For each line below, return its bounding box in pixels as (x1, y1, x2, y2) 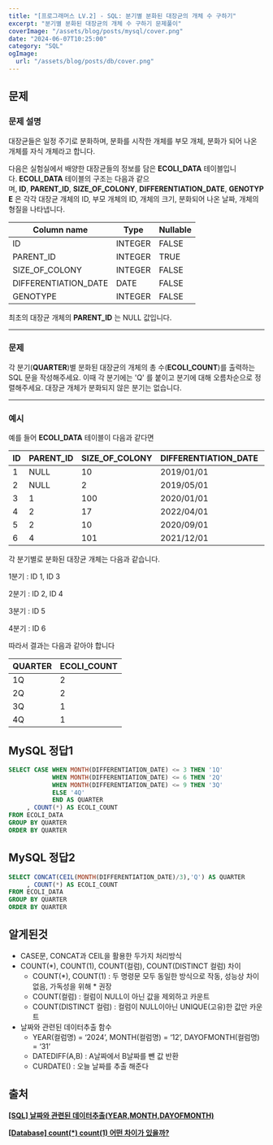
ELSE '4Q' (51, 789, 85, 797)
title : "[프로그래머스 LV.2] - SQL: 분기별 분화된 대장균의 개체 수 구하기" (8, 11, 237, 20)
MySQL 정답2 (8, 851, 76, 865)
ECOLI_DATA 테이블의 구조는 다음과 (19, 173, 135, 183)
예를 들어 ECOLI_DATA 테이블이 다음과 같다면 (8, 433, 154, 443)
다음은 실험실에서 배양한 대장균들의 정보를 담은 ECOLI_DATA (8, 164, 202, 173)
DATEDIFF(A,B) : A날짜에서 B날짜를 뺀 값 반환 (32, 1051, 179, 1060)
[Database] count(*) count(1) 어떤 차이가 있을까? (8, 1128, 170, 1138)
